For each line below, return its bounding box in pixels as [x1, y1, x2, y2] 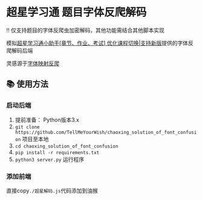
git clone [15, 124, 41, 130]
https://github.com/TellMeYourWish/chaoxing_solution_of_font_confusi [15, 129, 197, 136]
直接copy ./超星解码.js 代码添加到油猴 [6, 187, 98, 194]
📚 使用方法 [6, 79, 49, 89]
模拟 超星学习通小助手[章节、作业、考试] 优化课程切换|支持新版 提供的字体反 [6, 39, 194, 46]
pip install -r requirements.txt [15, 149, 100, 155]
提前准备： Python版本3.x [15, 116, 80, 123]
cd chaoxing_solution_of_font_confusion [15, 143, 119, 149]
